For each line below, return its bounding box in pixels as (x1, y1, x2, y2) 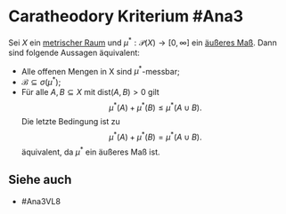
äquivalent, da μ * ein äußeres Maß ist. (20, 145, 160, 157)
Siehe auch (8, 172, 72, 187)
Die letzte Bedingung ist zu (20, 115, 121, 126)
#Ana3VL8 (20, 195, 61, 206)
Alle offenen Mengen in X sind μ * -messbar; (20, 64, 180, 76)
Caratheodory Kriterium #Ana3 (8, 6, 244, 27)
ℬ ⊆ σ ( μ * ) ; (20, 75, 61, 87)
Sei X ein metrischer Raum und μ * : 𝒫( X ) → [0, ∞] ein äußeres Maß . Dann (8, 36, 277, 48)
